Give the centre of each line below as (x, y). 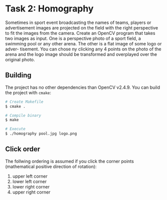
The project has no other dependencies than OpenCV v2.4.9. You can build (82, 87)
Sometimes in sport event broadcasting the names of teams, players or (78, 22)
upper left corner (30, 176)
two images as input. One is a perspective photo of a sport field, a (73, 38)
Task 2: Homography (49, 9)
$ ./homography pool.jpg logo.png (41, 134)
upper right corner (31, 192)
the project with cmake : (28, 92)
